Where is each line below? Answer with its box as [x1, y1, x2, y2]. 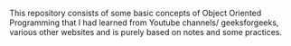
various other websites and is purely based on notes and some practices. [9, 27, 283, 37]
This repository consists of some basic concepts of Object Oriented [9, 8, 262, 18]
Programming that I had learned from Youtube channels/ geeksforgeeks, [9, 17, 279, 28]
